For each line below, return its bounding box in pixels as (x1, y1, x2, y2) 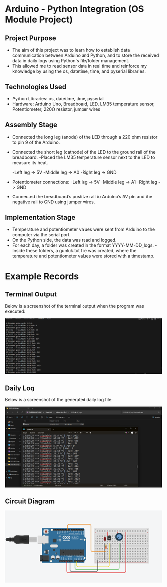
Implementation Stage (5, 213, 76, 222)
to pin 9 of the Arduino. (12, 139, 60, 145)
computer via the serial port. (12, 232, 71, 238)
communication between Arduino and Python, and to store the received (12, 52, 159, 58)
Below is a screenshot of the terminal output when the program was (5, 303, 144, 309)
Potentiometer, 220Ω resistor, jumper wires (12, 106, 101, 112)
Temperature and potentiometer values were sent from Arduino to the (12, 226, 155, 232)
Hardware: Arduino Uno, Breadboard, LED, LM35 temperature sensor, (12, 101, 155, 107)
